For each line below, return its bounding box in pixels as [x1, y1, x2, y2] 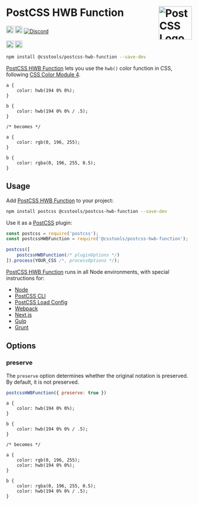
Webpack [14, 305, 38, 312]
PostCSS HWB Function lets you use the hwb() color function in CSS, [6, 64, 173, 72]
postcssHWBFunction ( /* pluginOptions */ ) [16, 252, 120, 258]
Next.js [14, 311, 32, 318]
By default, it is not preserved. [6, 378, 80, 386]
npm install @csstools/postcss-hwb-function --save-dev [6, 54, 146, 60]
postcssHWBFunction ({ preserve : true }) [6, 390, 107, 396]
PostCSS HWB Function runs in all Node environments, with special [6, 268, 170, 275]
